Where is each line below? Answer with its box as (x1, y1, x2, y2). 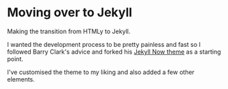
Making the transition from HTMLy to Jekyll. (7, 27, 131, 35)
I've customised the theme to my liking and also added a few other (7, 68, 195, 76)
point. (7, 54, 24, 63)
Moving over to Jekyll (7, 5, 132, 20)
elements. (7, 75, 36, 83)
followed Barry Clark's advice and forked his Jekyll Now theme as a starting (7, 48, 221, 56)
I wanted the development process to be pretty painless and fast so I (7, 40, 201, 48)
